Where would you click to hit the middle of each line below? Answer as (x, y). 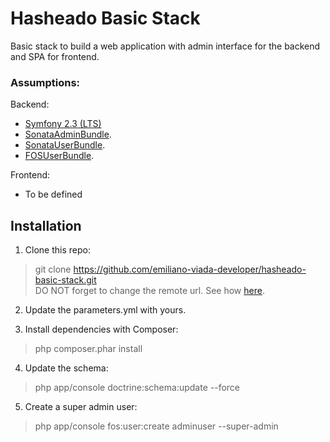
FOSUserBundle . (59, 156)
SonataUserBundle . (65, 145)
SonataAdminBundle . (68, 134)
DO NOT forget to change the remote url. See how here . (149, 291)
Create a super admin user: (81, 407)
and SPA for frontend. (55, 56)
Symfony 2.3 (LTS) (63, 124)
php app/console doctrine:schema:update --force (137, 388)
